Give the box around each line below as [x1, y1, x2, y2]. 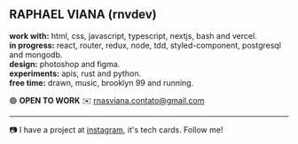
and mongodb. [9, 49, 63, 60]
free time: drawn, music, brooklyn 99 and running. [9, 77, 194, 87]
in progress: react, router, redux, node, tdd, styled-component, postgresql [9, 40, 282, 50]
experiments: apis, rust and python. [9, 68, 142, 79]
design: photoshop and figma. [9, 58, 121, 69]
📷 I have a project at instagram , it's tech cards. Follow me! [9, 124, 223, 135]
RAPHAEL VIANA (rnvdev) [9, 7, 157, 22]
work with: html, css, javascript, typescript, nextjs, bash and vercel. [9, 30, 257, 41]
